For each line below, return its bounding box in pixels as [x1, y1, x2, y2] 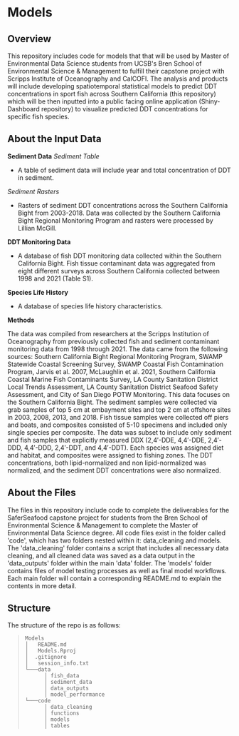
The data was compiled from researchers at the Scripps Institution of [7, 329, 210, 338]
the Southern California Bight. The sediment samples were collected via [7, 398, 218, 406]
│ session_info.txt [24, 660, 89, 667]
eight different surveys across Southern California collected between [17, 266, 221, 275]
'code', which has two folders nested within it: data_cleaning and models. [7, 536, 222, 545]
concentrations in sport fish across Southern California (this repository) [7, 90, 217, 98]
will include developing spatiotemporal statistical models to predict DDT [7, 82, 218, 90]
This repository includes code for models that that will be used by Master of [7, 51, 230, 60]
